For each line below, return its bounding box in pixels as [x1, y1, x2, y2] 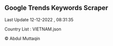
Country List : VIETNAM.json [4, 26, 61, 32]
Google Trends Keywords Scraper [4, 4, 108, 12]
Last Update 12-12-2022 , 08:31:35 [4, 16, 73, 22]
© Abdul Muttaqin [4, 35, 41, 41]
